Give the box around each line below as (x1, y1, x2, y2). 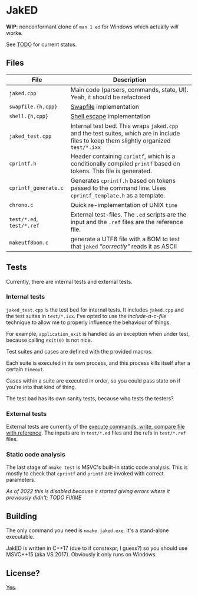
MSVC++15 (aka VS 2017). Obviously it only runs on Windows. (6, 551, 157, 558)
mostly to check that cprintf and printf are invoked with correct (6, 470, 164, 477)
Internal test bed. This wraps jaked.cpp (70, 122, 179, 130)
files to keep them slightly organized (70, 137, 171, 145)
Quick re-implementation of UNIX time (70, 200, 178, 209)
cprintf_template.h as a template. (70, 191, 166, 199)
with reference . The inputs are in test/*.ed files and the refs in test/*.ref (6, 429, 186, 436)
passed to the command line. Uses (70, 184, 167, 192)
